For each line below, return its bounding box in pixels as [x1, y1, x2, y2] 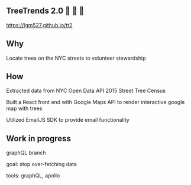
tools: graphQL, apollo [6, 172, 60, 179]
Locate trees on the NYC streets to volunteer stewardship [6, 54, 146, 61]
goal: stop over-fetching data [6, 161, 77, 168]
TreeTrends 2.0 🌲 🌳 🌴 [6, 6, 85, 16]
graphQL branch [6, 149, 46, 157]
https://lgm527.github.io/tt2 [6, 21, 73, 28]
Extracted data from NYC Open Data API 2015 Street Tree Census [6, 87, 166, 95]
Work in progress [6, 134, 71, 144]
